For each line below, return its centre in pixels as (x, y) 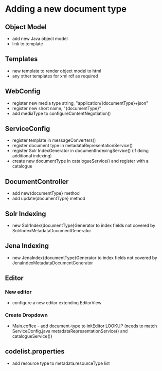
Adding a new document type (66, 9)
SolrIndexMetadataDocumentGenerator (52, 231)
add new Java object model (40, 38)
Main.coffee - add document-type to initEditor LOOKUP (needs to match (84, 326)
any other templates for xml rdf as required (55, 76)
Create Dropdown (26, 315)
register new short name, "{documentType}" (56, 108)
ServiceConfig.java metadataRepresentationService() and (70, 331)
